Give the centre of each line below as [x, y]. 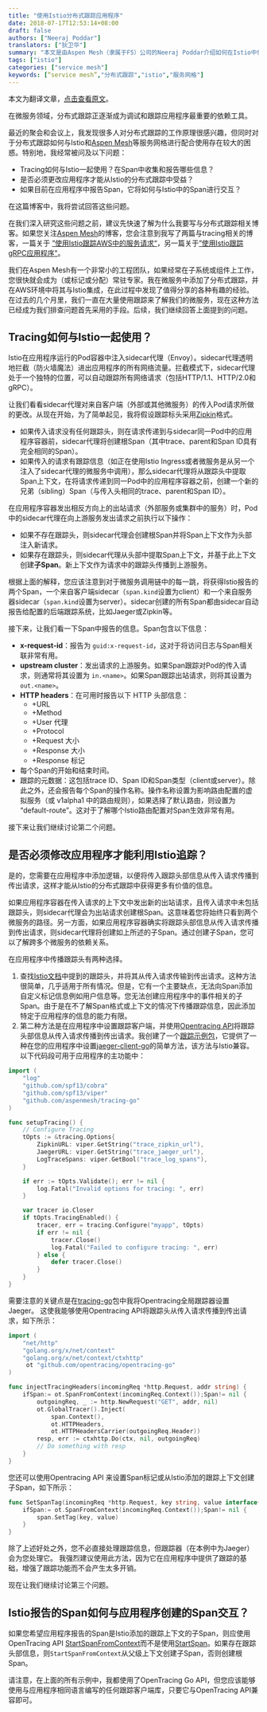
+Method [46, 713]
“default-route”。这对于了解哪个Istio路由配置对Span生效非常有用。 [129, 810]
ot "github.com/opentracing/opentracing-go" [101, 1365]
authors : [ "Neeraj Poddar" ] [55, 38]
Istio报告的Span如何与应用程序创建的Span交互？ [129, 1613]
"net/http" [41, 1343]
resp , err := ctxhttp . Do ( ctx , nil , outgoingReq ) [119, 1439]
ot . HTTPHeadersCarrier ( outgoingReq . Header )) [126, 1432]
